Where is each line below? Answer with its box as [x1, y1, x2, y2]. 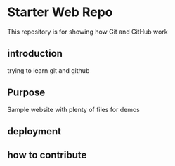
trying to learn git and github [7, 66, 90, 74]
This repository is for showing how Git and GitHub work [7, 27, 168, 36]
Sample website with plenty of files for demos [7, 105, 141, 113]
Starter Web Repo [7, 4, 113, 20]
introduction [7, 48, 63, 60]
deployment [7, 125, 62, 137]
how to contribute [7, 149, 87, 161]
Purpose [7, 87, 46, 99]
